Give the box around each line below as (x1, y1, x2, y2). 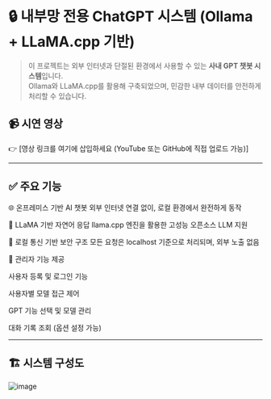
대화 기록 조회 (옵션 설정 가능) (8, 322, 102, 332)
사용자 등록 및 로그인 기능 (8, 271, 89, 281)
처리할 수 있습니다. (27, 90, 87, 101)
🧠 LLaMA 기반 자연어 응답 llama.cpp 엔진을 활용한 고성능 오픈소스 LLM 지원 (8, 220, 248, 229)
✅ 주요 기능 (8, 179, 62, 194)
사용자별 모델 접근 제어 (8, 288, 80, 298)
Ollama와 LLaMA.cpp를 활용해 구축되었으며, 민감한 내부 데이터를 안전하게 (27, 81, 262, 90)
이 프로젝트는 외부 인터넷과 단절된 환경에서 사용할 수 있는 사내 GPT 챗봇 (27, 61, 253, 70)
